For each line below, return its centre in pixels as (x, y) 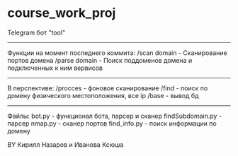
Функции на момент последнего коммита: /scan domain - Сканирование (118, 53)
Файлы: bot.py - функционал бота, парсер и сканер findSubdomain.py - (114, 116)
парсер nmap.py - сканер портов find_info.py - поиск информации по (112, 123)
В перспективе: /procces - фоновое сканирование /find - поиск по (108, 88)
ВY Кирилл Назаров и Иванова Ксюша (66, 144)
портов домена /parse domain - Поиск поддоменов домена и (100, 60)
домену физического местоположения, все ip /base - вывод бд (103, 95)
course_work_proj (62, 13)
